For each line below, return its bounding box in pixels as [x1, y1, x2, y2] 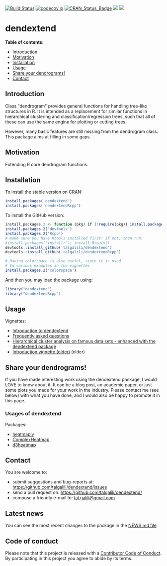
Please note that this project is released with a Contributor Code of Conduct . [5, 550, 162, 556]
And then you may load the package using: [5, 277, 93, 283]
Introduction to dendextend [12, 328, 69, 334]
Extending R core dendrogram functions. [5, 161, 88, 167]
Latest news [5, 509, 44, 518]
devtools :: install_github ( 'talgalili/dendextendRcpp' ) [5, 249, 121, 255]
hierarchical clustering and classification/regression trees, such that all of [5, 113, 156, 119]
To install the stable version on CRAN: [5, 189, 83, 195]
